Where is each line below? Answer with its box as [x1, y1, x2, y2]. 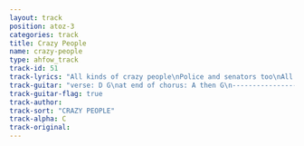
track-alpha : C [9, 114, 67, 123]
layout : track [9, 13, 63, 23]
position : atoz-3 [9, 22, 75, 31]
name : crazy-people [9, 47, 83, 56]
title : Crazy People [9, 38, 88, 48]
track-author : [9, 97, 63, 107]
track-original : [9, 123, 71, 132]
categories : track [9, 30, 79, 39]
